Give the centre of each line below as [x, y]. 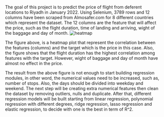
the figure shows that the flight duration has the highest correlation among [80, 53]
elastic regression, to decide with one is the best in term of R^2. [69, 109]
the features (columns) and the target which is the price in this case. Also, [80, 48]
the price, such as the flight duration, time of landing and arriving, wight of [80, 28]
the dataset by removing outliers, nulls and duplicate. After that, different [78, 94]
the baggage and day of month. [37, 33]
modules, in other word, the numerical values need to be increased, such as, [82, 78]
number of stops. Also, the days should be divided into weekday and [74, 83]
